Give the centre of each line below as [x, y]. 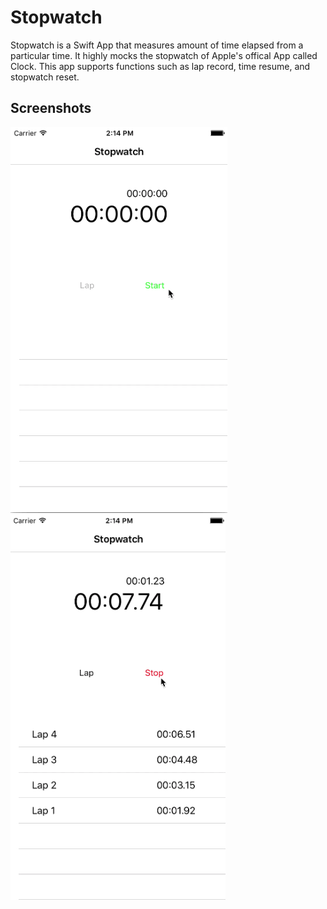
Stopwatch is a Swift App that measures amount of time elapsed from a [157, 45]
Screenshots [51, 108]
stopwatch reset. [45, 77]
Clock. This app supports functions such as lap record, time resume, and [160, 66]
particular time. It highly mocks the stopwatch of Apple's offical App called [164, 55]
